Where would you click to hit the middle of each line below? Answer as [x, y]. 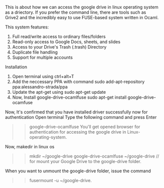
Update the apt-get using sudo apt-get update [59, 92]
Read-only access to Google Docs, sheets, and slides [66, 42]
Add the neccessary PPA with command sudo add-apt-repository [78, 81]
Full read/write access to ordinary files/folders [59, 37]
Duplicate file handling [35, 52]
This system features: [27, 27]
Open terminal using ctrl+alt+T [43, 76]
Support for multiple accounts [42, 57]
